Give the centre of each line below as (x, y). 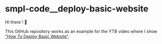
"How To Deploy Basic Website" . (37, 36)
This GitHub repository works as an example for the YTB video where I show (81, 31)
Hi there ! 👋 (16, 22)
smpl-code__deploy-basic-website (77, 9)
